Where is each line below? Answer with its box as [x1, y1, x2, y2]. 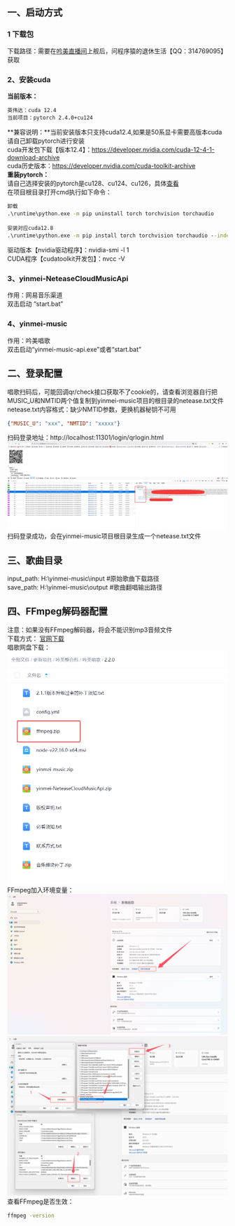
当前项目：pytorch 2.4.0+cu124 [7, 114, 93, 121]
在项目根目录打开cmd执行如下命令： [7, 188, 112, 196]
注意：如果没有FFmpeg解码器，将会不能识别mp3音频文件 [7, 625, 173, 634]
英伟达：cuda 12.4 [7, 107, 57, 114]
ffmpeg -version [7, 1212, 55, 1219]
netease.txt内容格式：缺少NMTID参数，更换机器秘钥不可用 [7, 405, 176, 414]
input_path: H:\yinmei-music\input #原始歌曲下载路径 [7, 574, 159, 583]
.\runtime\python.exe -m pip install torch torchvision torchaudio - [7, 232, 215, 240]
